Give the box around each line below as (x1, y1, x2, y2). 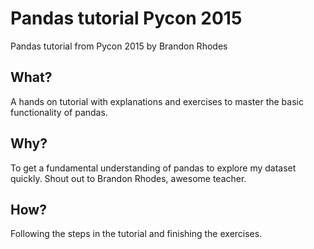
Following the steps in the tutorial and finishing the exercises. (10, 228, 263, 240)
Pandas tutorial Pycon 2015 (10, 7, 243, 30)
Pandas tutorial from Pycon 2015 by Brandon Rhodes (10, 40, 228, 52)
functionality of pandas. (10, 106, 108, 118)
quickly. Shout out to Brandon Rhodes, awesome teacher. (10, 172, 247, 184)
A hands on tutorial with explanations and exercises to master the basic (10, 95, 304, 107)
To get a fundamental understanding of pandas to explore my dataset (10, 162, 297, 174)
